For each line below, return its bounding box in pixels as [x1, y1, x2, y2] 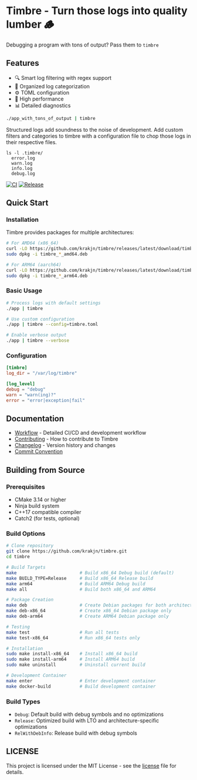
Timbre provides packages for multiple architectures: [6, 229, 134, 236]
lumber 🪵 [6, 18, 55, 31]
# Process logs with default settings [6, 300, 101, 306]
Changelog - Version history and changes [14, 442, 116, 449]
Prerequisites [6, 482, 45, 491]
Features [6, 58, 39, 68]
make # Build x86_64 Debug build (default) [6, 569, 175, 576]
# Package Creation [6, 597, 54, 603]
